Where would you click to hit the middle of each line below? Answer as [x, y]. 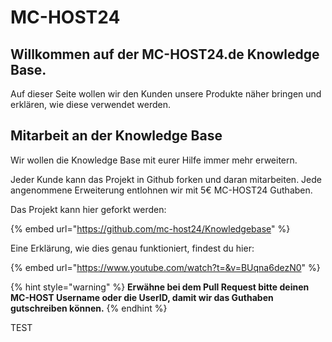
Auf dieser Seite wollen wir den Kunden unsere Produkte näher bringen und [166, 94]
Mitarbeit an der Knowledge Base [116, 136]
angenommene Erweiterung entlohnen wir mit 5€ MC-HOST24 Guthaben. [161, 190]
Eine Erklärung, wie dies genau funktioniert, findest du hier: [132, 248]
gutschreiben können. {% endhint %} [89, 308]
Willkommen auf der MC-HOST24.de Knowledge [165, 54]
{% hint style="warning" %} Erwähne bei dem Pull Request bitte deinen [160, 287]
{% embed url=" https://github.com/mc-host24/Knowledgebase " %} [150, 228]
